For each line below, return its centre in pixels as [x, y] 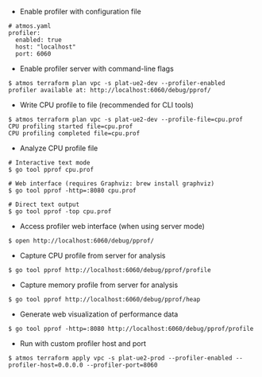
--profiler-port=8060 [122, 365]
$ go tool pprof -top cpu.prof [60, 212]
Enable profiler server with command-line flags [97, 68]
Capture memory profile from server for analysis [99, 285]
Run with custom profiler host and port [83, 344]
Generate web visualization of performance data [99, 314]
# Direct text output [44, 204]
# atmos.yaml [30, 26]
